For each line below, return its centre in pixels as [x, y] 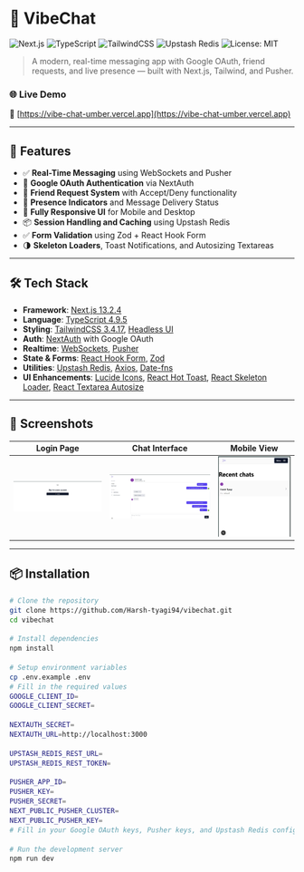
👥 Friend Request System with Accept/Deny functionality [130, 193]
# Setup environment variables [68, 667]
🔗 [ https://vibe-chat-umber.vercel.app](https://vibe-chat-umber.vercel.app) [150, 114]
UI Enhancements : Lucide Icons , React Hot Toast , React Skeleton [145, 377]
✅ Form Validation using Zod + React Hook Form [114, 236]
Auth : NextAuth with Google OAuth [88, 338]
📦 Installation [50, 574]
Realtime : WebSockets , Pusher [81, 348]
